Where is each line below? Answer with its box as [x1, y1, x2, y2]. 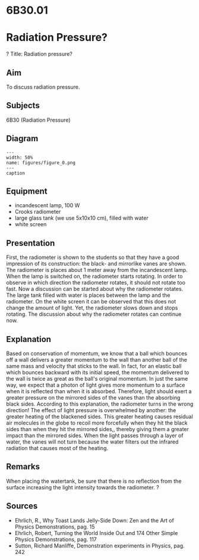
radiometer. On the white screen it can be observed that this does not [6, 298, 176, 305]
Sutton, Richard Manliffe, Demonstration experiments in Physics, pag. [14, 542, 185, 549]
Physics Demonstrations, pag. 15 [14, 523, 95, 530]
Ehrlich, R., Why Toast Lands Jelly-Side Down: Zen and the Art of [14, 517, 174, 524]
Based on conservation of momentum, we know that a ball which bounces [6, 350, 188, 357]
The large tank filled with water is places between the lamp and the [6, 292, 170, 299]
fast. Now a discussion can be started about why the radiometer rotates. [6, 286, 184, 293]
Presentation [6, 238, 55, 248]
